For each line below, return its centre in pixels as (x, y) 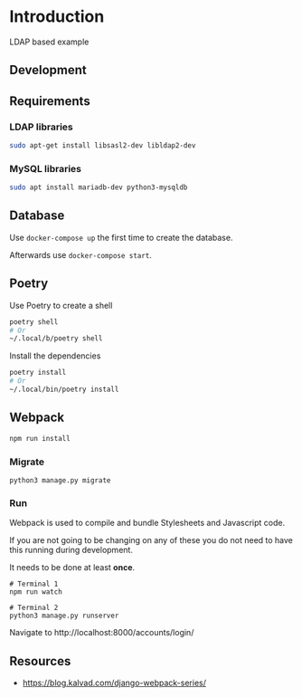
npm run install (40, 438)
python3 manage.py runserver (64, 616)
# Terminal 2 (34, 608)
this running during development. (71, 550)
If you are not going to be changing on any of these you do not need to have (151, 540)
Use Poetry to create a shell (61, 305)
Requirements (50, 101)
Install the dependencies (55, 356)
